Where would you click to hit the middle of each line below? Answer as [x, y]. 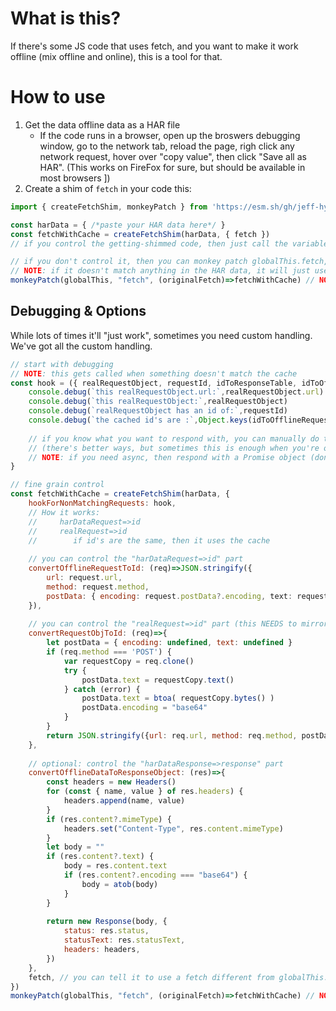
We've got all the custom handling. [81, 346]
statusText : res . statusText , [124, 940]
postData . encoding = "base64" [144, 708]
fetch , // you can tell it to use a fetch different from [151, 977]
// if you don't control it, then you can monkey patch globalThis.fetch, [169, 262]
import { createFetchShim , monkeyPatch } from [109, 207]
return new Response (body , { [107, 922]
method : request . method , [98, 587]
